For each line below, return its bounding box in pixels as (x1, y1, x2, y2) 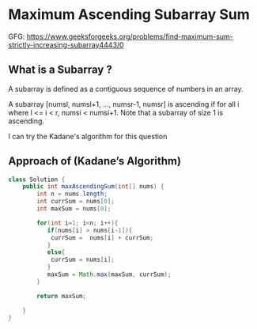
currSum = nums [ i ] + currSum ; (50, 233, 154, 242)
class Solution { (8, 176, 66, 183)
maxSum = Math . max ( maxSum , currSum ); (47, 270, 172, 278)
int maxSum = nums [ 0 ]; (36, 205, 111, 213)
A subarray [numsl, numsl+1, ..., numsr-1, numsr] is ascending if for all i (8, 99, 240, 108)
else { (47, 248, 66, 256)
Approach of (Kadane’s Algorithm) (8, 154, 182, 168)
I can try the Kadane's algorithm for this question (8, 131, 168, 141)
